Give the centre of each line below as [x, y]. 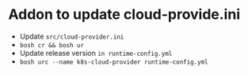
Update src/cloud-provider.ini [72, 36]
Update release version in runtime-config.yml [96, 53]
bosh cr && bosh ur [52, 45]
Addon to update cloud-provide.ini [124, 15]
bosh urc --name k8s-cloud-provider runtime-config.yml [114, 62]
